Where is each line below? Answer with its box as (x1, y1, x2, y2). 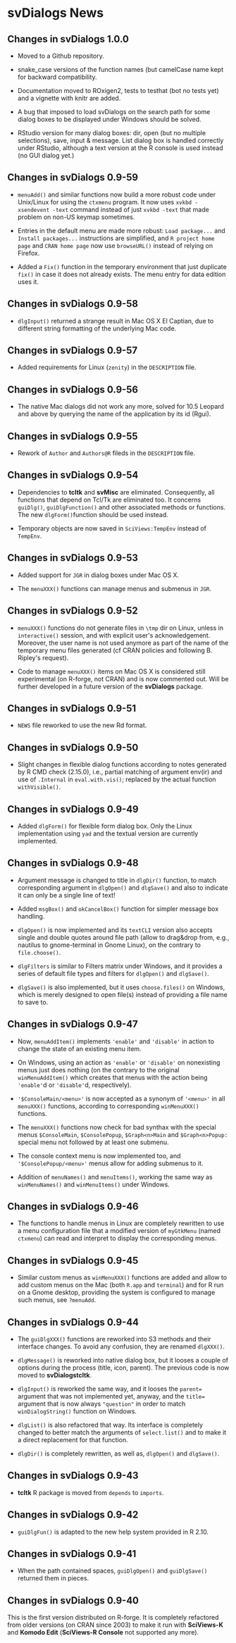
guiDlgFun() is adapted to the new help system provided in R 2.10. (17, 1527, 209, 1536)
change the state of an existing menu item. (17, 1044, 142, 1053)
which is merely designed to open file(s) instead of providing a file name (17, 990, 228, 998)
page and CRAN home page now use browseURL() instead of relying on (17, 241, 213, 249)
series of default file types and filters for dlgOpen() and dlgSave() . (17, 969, 209, 977)
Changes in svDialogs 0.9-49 (7, 803, 139, 815)
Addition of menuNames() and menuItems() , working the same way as (17, 1172, 213, 1181)
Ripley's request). (17, 653, 69, 662)
